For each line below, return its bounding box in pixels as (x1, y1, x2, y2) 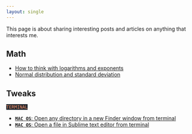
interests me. (6, 31, 39, 39)
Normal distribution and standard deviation (14, 71, 121, 78)
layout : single (6, 8, 44, 15)
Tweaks (6, 88, 36, 99)
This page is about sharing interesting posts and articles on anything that (6, 25, 187, 32)
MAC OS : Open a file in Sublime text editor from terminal (14, 121, 150, 129)
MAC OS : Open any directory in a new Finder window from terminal (14, 115, 176, 122)
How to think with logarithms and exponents (14, 65, 124, 72)
